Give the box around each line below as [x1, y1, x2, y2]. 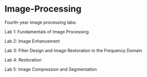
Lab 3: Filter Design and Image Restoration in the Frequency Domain [4, 47, 143, 53]
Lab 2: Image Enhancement [4, 38, 60, 44]
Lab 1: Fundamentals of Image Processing [4, 29, 89, 34]
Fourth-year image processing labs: [4, 19, 77, 25]
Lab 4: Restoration [4, 57, 42, 62]
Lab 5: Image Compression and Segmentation [4, 66, 97, 72]
